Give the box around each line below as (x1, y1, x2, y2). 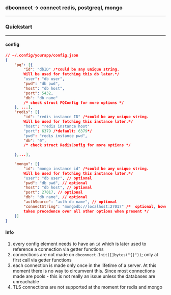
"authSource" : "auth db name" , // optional (23, 199, 117, 205)
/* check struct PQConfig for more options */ (23, 100, 124, 105)
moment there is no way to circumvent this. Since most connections (12, 267, 155, 274)
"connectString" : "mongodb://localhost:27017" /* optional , (23, 204, 156, 209)
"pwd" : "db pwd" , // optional (23, 180, 88, 185)
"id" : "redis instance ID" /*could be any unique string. (23, 114, 149, 120)
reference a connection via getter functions (12, 246, 104, 252)
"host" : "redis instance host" (23, 124, 90, 129)
